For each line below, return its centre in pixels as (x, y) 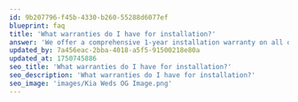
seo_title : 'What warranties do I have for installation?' (121, 67)
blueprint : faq (37, 26)
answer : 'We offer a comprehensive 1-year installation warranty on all (146, 42)
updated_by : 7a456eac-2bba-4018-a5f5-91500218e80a (105, 51)
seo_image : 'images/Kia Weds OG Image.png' (91, 83)
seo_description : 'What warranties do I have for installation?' (132, 75)
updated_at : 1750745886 (53, 59)
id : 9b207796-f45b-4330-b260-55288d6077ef (89, 17)
